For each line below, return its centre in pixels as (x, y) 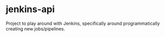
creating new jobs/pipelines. (35, 28)
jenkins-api (30, 9)
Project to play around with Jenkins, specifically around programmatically (83, 23)
